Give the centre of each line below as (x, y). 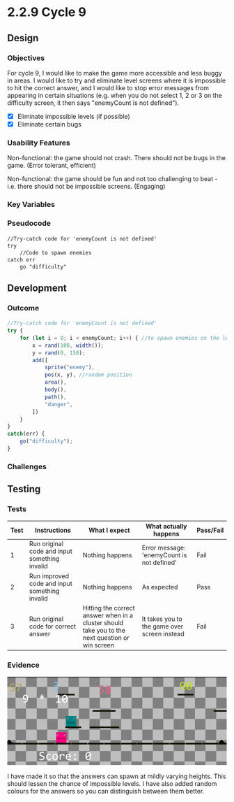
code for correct (53, 626)
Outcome (23, 308)
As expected (160, 587)
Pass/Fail (210, 530)
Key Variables (31, 205)
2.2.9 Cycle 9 (47, 12)
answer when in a (108, 615)
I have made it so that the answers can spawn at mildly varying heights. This (117, 776)
